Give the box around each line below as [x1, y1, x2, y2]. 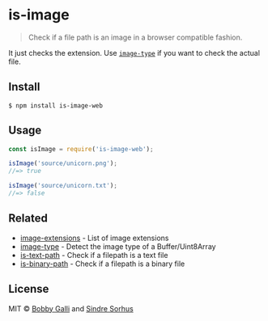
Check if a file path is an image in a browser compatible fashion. [28, 32, 243, 42]
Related [8, 212, 49, 226]
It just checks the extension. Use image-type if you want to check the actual [8, 48, 261, 57]
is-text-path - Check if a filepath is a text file [19, 250, 168, 260]
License [8, 282, 49, 296]
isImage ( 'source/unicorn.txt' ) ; [8, 182, 117, 190]
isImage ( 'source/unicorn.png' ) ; [8, 159, 117, 167]
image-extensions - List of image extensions [19, 233, 169, 243]
